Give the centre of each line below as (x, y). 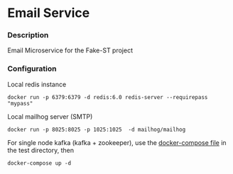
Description (28, 35)
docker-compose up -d (39, 163)
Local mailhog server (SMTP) (50, 116)
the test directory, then (41, 150)
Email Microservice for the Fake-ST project (70, 50)
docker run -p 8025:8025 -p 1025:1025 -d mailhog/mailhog (97, 129)
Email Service (49, 13)
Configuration (32, 69)
